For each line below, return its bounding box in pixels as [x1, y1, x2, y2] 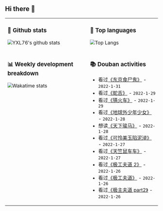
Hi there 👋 [5, 5, 35, 13]
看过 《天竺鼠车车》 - [98, 147, 147, 154]
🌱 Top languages [90, 27, 137, 34]
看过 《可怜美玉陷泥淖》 [98, 134, 152, 141]
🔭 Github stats [7, 27, 47, 34]
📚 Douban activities [90, 60, 147, 68]
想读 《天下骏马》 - [98, 122, 142, 129]
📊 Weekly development [7, 60, 74, 68]
